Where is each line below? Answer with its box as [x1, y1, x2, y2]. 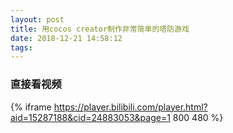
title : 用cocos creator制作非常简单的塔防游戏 [10, 24, 190, 34]
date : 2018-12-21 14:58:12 [10, 33, 123, 43]
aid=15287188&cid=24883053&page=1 [10, 111, 171, 123]
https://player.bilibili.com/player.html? [53, 101, 208, 113]
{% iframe [10, 101, 52, 113]
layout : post [10, 14, 65, 25]
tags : [10, 42, 33, 53]
